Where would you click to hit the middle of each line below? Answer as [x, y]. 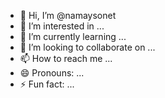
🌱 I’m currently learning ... [73, 36]
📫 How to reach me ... [66, 58]
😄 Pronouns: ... [52, 73]
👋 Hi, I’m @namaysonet [68, 15]
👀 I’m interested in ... [62, 26]
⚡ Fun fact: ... [47, 84]
